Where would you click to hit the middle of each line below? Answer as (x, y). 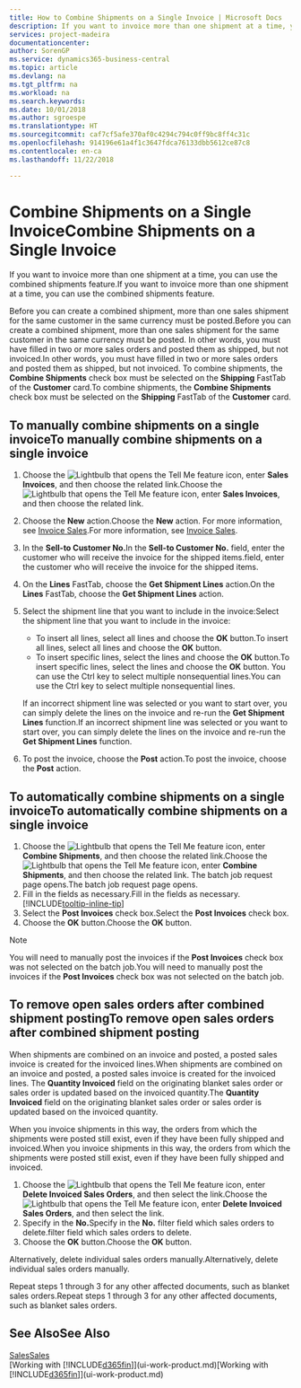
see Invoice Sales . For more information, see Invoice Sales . (130, 531)
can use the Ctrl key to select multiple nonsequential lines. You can (158, 676)
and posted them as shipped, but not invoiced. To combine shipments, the (146, 368)
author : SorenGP (39, 51)
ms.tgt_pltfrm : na (43, 84)
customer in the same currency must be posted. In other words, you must (145, 340)
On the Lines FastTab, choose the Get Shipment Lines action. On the (148, 584)
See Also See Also (60, 1334)
